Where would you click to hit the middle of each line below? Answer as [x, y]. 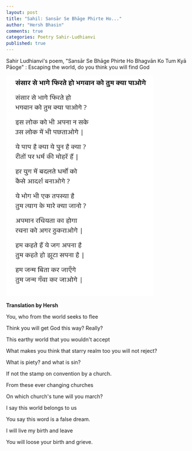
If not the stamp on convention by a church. [59, 374]
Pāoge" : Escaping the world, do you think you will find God [78, 67]
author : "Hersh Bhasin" [35, 25]
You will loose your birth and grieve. [49, 442]
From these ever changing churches [50, 385]
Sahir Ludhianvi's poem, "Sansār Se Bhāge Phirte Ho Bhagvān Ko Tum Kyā [96, 61]
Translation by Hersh [32, 305]
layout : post [22, 12]
